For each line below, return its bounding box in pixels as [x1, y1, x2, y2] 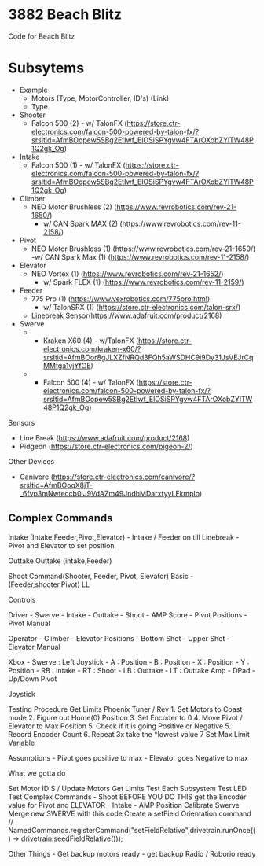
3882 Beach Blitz [8, 6, 123, 24]
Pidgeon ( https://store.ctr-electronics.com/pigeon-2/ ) [19, 441, 194, 451]
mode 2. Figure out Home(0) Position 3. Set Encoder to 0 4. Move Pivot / [8, 713, 243, 722]
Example [19, 85, 49, 94]
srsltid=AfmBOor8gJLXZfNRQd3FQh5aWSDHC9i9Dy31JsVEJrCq [42, 352, 254, 362]
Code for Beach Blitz [8, 31, 75, 41]
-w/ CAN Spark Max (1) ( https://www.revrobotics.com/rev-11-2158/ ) [31, 252, 250, 261]
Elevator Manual [8, 642, 60, 651]
